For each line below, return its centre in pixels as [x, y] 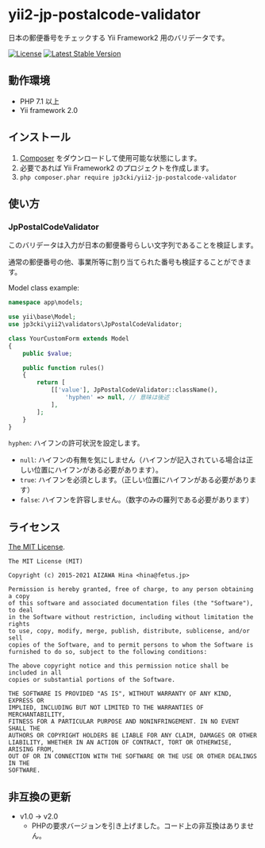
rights [19, 624]
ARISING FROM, [32, 749]
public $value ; [48, 353]
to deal [21, 610]
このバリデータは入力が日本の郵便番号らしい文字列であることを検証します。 [133, 245]
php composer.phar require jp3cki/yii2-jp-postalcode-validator [128, 177]
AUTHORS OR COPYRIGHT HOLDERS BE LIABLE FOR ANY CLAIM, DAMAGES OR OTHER [133, 736]
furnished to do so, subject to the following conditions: [108, 652]
